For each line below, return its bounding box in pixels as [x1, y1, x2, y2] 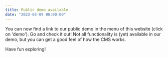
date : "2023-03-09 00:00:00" [5, 12, 66, 17]
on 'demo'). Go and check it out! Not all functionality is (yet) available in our [5, 31, 161, 37]
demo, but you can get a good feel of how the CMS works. [5, 36, 126, 42]
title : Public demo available [5, 7, 69, 12]
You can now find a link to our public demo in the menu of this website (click [5, 25, 163, 31]
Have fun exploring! [5, 46, 46, 52]
